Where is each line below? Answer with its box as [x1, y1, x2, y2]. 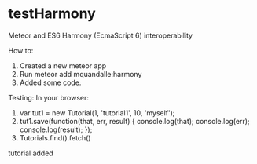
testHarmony [8, 5, 96, 23]
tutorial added [8, 148, 53, 158]
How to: [8, 46, 34, 55]
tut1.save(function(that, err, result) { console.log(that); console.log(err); [19, 116, 250, 126]
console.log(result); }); [19, 125, 93, 134]
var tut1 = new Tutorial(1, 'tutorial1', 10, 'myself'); [19, 108, 175, 118]
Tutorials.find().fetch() [19, 133, 91, 142]
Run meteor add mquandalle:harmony [19, 69, 142, 78]
